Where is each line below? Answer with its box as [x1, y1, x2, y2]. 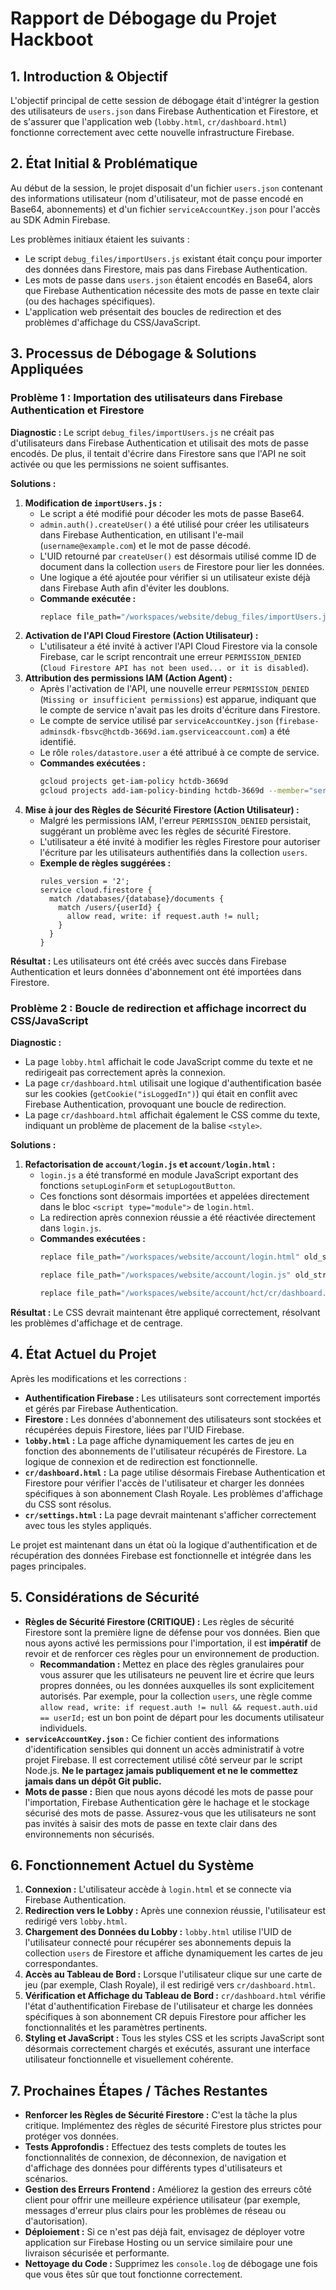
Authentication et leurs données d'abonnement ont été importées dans [10, 966, 302, 978]
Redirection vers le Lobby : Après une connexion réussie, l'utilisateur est [24, 1905, 327, 1917]
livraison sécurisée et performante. [24, 2247, 170, 2259]
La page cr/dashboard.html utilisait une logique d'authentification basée [24, 1077, 322, 1089]
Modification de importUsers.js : [24, 497, 163, 509]
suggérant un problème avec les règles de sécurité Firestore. [39, 825, 292, 837]
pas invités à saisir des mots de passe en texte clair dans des [24, 1817, 278, 1829]
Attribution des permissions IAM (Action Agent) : [24, 672, 233, 684]
